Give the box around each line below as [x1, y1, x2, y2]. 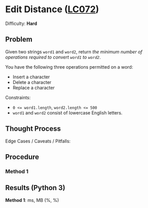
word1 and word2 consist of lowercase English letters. [12, 109, 123, 115]
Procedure [5, 153, 40, 161]
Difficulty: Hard [5, 20, 38, 26]
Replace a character [12, 84, 55, 91]
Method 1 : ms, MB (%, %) [5, 197, 59, 203]
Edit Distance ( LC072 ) [5, 4, 99, 15]
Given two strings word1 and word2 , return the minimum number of [5, 48, 143, 54]
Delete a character [12, 79, 52, 85]
